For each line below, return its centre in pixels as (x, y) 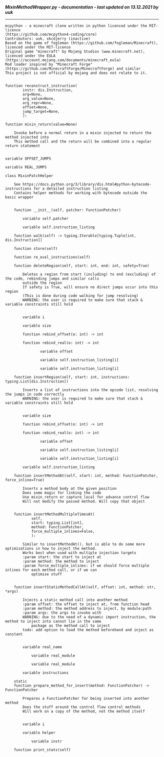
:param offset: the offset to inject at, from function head (86, 604)
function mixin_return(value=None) (41, 124)
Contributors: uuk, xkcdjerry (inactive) (48, 39)
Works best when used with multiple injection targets (80, 553)
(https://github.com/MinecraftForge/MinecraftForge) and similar (73, 69)
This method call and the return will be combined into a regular (83, 142)
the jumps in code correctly (35, 394)
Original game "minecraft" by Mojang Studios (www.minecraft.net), (75, 51)
